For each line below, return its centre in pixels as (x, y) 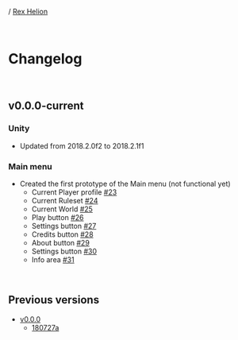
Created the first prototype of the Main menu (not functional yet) (125, 184)
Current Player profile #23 (74, 192)
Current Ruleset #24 (65, 200)
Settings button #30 (64, 251)
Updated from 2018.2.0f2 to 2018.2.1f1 (82, 145)
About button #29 (60, 242)
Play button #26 (58, 217)
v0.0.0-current (46, 106)
